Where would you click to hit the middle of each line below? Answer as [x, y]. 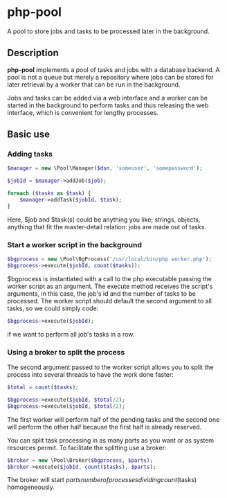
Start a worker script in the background [75, 244]
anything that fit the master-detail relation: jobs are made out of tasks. [107, 226]
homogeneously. [31, 487]
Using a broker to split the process [66, 352]
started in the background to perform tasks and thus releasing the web [108, 105]
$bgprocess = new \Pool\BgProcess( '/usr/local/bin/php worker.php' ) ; [110, 259]
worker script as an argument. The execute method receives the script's [110, 286]
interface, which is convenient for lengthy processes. [83, 112]
